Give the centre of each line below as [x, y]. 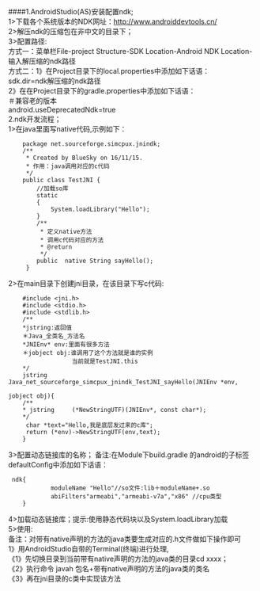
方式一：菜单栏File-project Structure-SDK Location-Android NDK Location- [130, 51]
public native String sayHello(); [95, 261]
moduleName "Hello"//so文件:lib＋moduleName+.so [130, 488]
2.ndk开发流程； [35, 119]
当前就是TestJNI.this [105, 361]
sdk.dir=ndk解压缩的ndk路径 [55, 81]
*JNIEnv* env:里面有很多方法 [66, 345]
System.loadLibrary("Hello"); [100, 209]
